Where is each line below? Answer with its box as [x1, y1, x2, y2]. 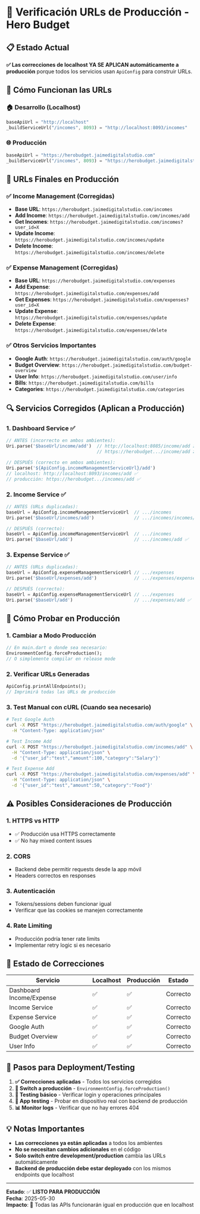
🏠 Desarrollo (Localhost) [6, 104, 81, 112]
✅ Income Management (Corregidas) [6, 192, 115, 200]
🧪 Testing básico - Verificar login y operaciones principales [14, 1091, 162, 1099]
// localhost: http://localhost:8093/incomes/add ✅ [6, 470, 138, 477]
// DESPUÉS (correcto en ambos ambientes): [6, 459, 116, 466]
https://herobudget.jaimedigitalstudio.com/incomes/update [14, 237, 165, 243]
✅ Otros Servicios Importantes [6, 342, 96, 350]
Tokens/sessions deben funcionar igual [14, 900, 112, 908]
